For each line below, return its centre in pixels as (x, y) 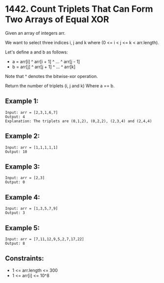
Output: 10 (16, 152)
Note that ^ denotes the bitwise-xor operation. (51, 76)
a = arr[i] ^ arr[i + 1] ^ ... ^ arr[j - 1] (46, 61)
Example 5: (23, 228)
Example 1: (22, 101)
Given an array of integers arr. (35, 33)
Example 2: (23, 136)
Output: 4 (15, 117)
